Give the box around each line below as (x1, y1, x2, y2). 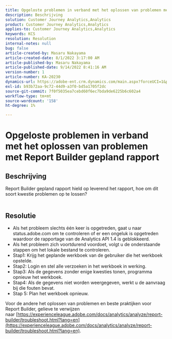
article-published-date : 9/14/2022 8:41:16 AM (5, 65, 106, 70)
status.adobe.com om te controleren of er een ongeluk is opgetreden (12, 230, 159, 236)
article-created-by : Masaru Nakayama (5, 50, 86, 55)
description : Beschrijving (5, 12, 63, 17)
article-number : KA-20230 (5, 74, 60, 80)
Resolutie (5, 211, 36, 220)
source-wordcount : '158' (5, 98, 58, 103)
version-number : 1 (5, 70, 45, 75)
